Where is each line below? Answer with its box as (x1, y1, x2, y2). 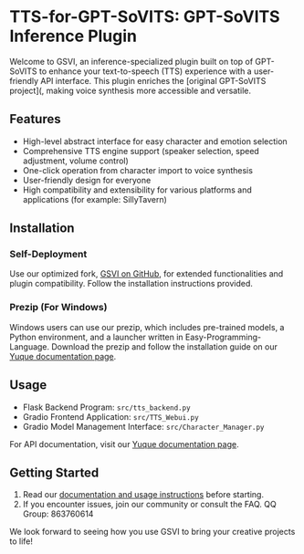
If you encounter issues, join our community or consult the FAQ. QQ (22, 499, 277, 510)
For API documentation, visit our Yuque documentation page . (9, 438, 239, 449)
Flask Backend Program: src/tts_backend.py (22, 402, 191, 413)
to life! (9, 536, 34, 547)
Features (9, 111, 61, 127)
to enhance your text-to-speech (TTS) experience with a (39, 66, 253, 77)
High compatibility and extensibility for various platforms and (22, 184, 253, 195)
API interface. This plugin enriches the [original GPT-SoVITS (40, 75, 267, 86)
